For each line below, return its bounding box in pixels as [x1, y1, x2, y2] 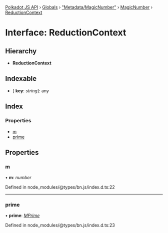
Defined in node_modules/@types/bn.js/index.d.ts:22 [5, 184, 115, 190]
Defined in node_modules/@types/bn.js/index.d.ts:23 [5, 222, 115, 229]
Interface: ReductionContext [5, 27, 126, 38]
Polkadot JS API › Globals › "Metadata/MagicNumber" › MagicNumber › [5, 4, 153, 10]
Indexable [5, 74, 37, 83]
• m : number [5, 175, 31, 181]
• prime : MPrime [5, 213, 40, 219]
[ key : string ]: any [12, 87, 49, 94]
